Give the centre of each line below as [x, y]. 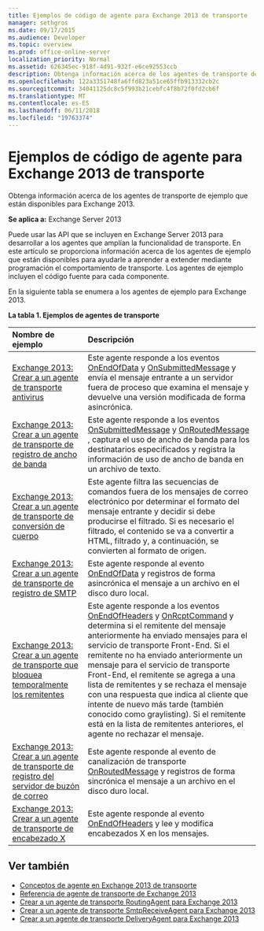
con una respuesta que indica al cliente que [168, 694]
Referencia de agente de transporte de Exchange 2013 [108, 893]
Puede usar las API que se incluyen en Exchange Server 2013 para [116, 234]
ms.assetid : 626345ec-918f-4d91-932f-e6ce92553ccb [93, 67]
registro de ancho [45, 454]
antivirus [28, 397]
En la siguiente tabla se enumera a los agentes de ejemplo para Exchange [128, 291]
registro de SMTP [44, 593]
